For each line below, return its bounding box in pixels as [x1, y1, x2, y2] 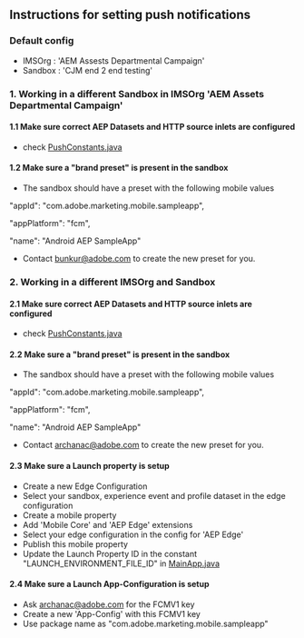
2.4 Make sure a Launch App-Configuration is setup [9, 579, 210, 590]
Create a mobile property [22, 509, 117, 521]
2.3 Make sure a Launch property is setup [9, 460, 170, 471]
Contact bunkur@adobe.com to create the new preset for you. [22, 254, 256, 264]
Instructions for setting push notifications [9, 7, 251, 23]
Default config [9, 35, 74, 47]
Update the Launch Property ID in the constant [22, 548, 198, 559]
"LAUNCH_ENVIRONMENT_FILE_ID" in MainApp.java [22, 558, 221, 569]
